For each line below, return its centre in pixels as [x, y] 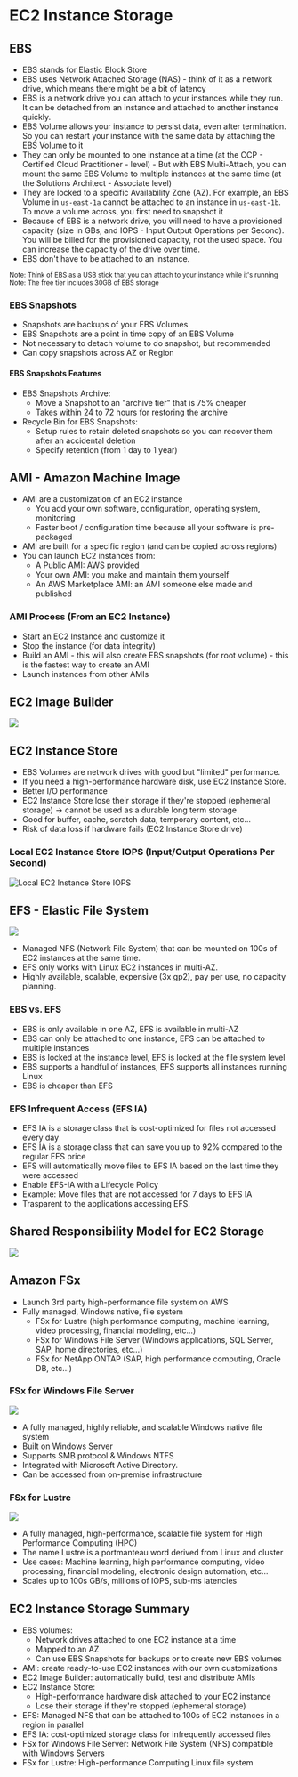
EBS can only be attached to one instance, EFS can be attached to [143, 1038]
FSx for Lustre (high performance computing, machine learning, [152, 1321]
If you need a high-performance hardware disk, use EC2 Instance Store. [154, 782]
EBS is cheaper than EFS [67, 1086]
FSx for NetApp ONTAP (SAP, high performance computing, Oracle [158, 1359]
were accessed [50, 1175]
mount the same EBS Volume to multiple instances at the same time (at [152, 174]
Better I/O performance [65, 791]
